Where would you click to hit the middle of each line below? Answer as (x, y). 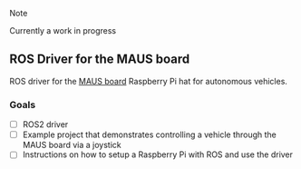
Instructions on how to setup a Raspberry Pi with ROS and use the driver (157, 154)
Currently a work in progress (63, 30)
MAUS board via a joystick (72, 145)
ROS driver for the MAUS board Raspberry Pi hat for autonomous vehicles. (149, 81)
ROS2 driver (45, 124)
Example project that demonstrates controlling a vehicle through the (149, 134)
